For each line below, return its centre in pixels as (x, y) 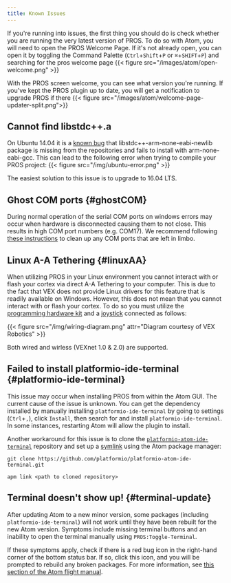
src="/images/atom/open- (181, 62)
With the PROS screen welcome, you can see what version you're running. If (115, 83)
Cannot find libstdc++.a (59, 127)
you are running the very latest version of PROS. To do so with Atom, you (111, 40)
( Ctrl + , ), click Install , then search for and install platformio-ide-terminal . (114, 418)
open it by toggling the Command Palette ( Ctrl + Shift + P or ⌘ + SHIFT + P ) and (113, 55)
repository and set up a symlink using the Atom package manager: (128, 446)
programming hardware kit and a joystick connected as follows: (97, 313)
